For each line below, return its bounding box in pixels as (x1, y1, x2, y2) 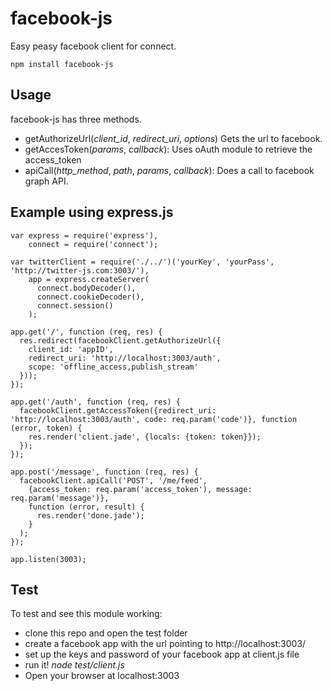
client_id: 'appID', (28, 344, 114, 354)
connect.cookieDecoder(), (36, 292, 145, 302)
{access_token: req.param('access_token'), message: (28, 484, 253, 494)
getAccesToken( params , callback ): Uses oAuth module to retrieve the (24, 143, 313, 155)
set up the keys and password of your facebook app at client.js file (24, 648, 300, 661)
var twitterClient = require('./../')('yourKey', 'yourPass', (10, 257, 275, 267)
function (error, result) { (28, 502, 145, 512)
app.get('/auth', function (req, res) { (10, 397, 182, 407)
